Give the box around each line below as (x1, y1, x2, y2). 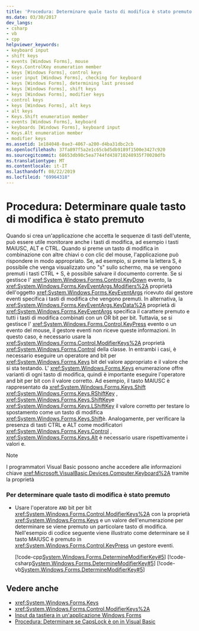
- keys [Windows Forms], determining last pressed (6, 81, 134, 87)
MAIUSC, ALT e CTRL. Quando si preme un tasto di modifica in (6, 245, 159, 252)
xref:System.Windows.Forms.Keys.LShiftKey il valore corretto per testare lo (6, 402, 190, 410)
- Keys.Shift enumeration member (6, 113, 89, 119)
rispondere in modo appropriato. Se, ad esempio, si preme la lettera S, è (6, 257, 182, 264)
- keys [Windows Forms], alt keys (6, 102, 92, 109)
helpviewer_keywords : (6, 42, 60, 48)
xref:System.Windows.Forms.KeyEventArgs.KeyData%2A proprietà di (6, 301, 176, 309)
